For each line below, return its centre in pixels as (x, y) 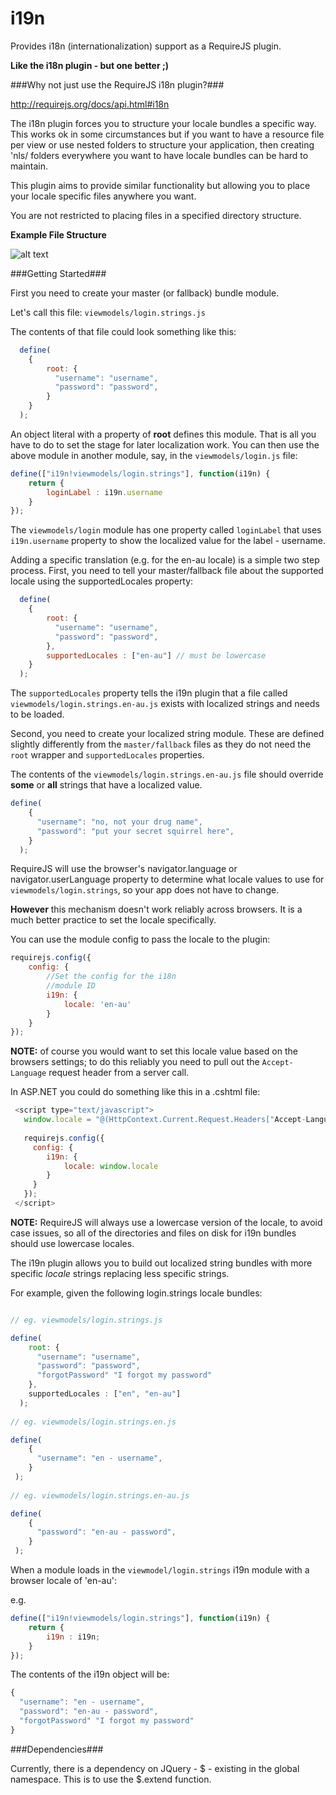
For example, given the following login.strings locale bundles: (136, 1293)
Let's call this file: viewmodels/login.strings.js (108, 312)
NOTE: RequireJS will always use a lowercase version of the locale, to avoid (166, 1222)
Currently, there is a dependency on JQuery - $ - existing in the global (155, 1768)
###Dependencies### (57, 1749)
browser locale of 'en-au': (63, 1581)
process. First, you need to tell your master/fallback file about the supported (167, 571)
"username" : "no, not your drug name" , (119, 822)
